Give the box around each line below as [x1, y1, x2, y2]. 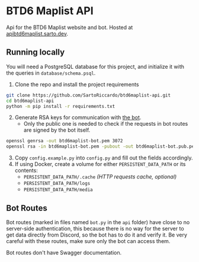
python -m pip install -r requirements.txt [6, 103, 115, 109]
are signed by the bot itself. [23, 126, 91, 134]
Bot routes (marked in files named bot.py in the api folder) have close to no [6, 218, 190, 226]
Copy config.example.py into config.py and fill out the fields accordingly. [14, 154, 193, 161]
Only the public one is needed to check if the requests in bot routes [23, 120, 188, 127]
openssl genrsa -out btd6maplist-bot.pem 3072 [6, 138, 123, 144]
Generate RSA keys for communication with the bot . [14, 114, 142, 121]
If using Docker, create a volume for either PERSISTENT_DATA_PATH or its [14, 161, 186, 168]
